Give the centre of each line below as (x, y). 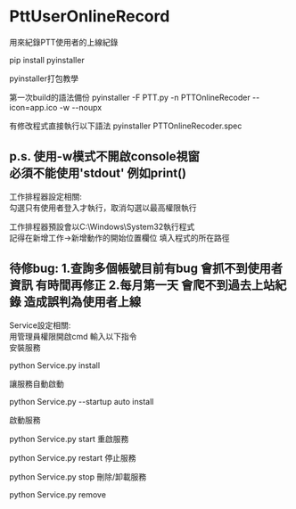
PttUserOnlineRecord (90, 16)
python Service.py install (55, 365)
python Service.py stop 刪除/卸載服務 (78, 476)
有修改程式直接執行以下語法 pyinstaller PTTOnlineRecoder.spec (126, 126)
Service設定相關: (40, 325)
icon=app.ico (33, 107)
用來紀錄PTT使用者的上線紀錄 (64, 42)
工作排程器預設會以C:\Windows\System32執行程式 (102, 226)
